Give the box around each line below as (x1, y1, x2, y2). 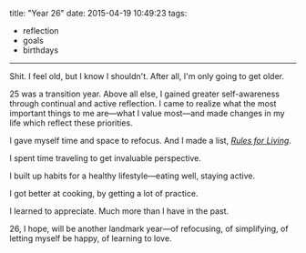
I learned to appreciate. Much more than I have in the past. (9, 206, 229, 217)
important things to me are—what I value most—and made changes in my (9, 108, 285, 118)
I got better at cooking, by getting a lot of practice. (9, 188, 199, 198)
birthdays (22, 45, 59, 56)
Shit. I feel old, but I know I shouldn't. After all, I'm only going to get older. (9, 71, 285, 81)
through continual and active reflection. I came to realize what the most (9, 98, 277, 108)
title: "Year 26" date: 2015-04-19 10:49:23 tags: (9, 8, 188, 18)
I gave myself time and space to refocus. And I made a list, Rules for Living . (9, 136, 291, 146)
